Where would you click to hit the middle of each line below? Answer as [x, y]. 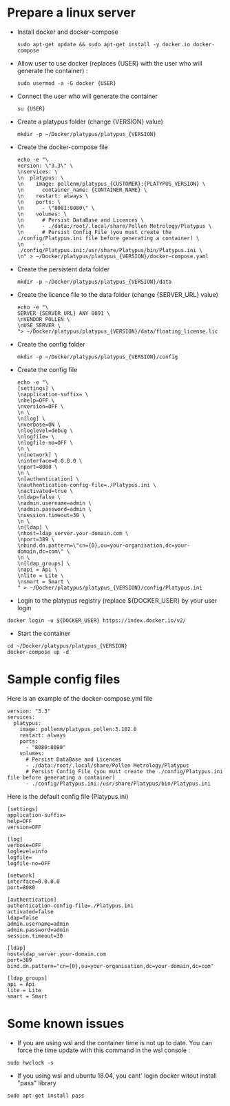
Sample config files [64, 680]
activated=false [30, 912]
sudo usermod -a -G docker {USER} [66, 83]
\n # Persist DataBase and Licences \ [81, 220]
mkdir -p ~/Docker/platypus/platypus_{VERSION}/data [94, 282]
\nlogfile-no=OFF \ [45, 443]
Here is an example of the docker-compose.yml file [80, 698]
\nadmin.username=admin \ [54, 503]
